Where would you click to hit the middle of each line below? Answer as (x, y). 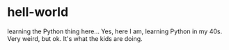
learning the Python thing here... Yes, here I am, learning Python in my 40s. (115, 31)
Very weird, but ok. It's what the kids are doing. (75, 38)
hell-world (38, 12)
